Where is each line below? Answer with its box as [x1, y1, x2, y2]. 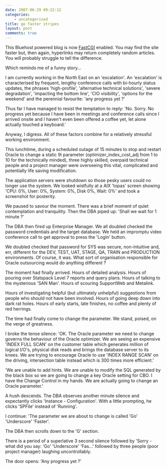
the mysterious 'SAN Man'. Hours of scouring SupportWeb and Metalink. [5, 280, 154, 286]
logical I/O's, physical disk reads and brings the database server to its [5, 347, 149, 353]
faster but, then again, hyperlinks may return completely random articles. [5, 50, 155, 56]
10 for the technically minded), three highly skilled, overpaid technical [5, 157, 148, 163]
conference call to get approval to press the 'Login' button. [5, 234, 126, 240]
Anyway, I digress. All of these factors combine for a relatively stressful [5, 131, 152, 137]
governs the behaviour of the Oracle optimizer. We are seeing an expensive [5, 336, 160, 342]
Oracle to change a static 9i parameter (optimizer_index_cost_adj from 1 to [5, 151, 158, 158]
